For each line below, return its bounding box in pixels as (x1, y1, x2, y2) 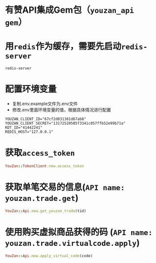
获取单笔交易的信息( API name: (5, 182, 125, 193)
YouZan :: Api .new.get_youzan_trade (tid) (5, 208, 87, 213)
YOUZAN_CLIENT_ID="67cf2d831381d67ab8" (5, 117, 87, 122)
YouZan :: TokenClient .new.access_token (5, 164, 84, 169)
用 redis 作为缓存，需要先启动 (5, 41, 121, 52)
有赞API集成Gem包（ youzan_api (5, 4, 134, 16)
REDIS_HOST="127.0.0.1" (5, 130, 54, 134)
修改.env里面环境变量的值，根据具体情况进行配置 (12, 107, 111, 113)
